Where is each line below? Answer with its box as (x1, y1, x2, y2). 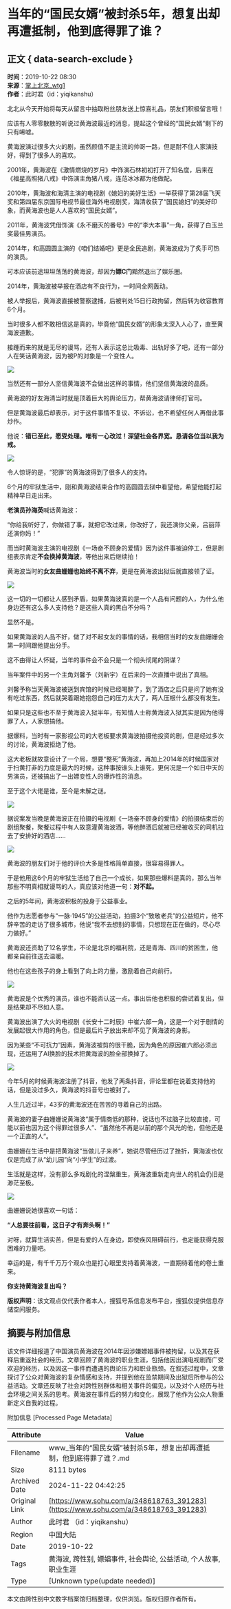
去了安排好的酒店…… (7, 832, 67, 839)
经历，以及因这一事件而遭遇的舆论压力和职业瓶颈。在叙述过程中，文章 (25, 1364, 224, 1372)
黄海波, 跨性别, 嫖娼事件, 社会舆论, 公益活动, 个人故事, (48, 1554, 221, 1564)
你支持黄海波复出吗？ (7, 1282, 67, 1290)
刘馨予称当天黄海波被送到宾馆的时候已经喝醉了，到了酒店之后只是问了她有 (7, 685, 218, 693)
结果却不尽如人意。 (12, 1003, 67, 1011)
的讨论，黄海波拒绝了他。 (7, 740, 80, 748)
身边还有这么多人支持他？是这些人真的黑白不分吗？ (7, 604, 152, 611)
